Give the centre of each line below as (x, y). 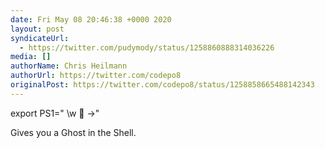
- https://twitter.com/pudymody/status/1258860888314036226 (147, 47)
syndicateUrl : (40, 38)
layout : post (37, 29)
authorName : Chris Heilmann (69, 66)
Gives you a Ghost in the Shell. (73, 132)
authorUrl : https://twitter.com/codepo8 (96, 76)
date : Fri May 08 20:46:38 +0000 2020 (91, 19)
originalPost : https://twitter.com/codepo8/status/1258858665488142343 (162, 85)
